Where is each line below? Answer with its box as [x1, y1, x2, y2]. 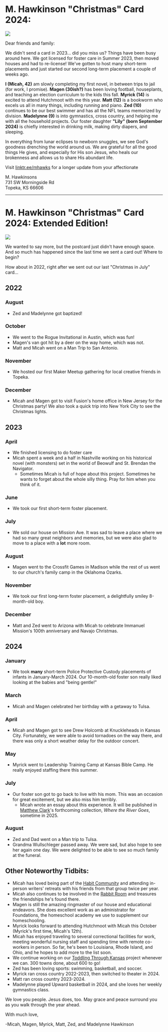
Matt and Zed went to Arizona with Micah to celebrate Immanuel [12, 622, 145, 628]
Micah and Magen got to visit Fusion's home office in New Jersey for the [12, 398, 162, 404]
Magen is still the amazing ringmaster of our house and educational [12, 901, 151, 907]
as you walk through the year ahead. [5, 1001, 80, 1007]
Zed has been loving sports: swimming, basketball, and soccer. [12, 965, 142, 971]
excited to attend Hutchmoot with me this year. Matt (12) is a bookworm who [5, 97, 163, 103]
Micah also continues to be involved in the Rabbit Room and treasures [12, 891, 156, 897]
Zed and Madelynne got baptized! [12, 310, 82, 316]
